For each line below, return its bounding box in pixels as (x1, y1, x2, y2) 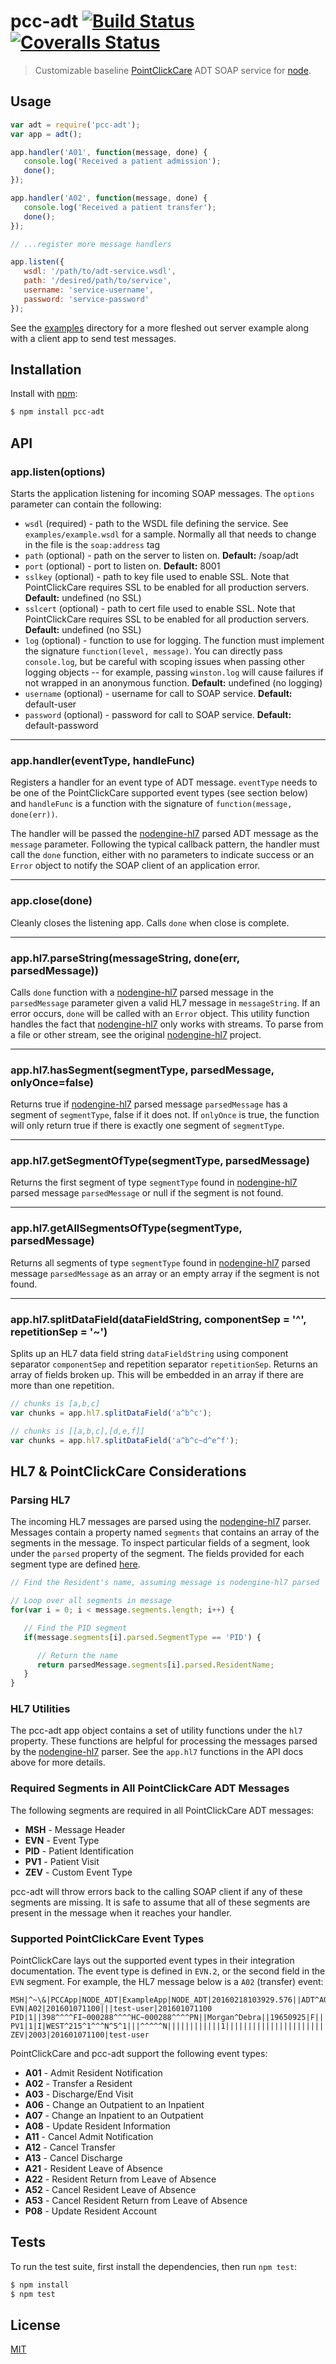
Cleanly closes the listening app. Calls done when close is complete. (10, 916, 290, 929)
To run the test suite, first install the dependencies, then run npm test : (10, 2260, 298, 2272)
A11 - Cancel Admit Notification (24, 2131, 154, 2143)
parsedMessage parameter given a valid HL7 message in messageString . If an (10, 996, 321, 1009)
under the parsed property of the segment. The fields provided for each (10, 1548, 305, 1560)
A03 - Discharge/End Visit (24, 2088, 134, 2100)
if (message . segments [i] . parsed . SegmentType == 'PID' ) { (23, 1632, 262, 1642)
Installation (10, 361, 82, 379)
